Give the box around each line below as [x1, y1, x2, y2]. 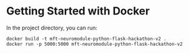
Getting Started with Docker [6, 4, 150, 18]
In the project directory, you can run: [6, 24, 98, 31]
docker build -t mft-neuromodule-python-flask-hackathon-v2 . [6, 36, 167, 42]
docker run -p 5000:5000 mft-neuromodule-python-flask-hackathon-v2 [6, 41, 183, 47]
